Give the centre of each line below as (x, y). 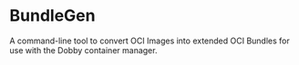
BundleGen (52, 16)
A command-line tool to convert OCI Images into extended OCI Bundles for (149, 41)
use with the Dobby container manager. (83, 50)
